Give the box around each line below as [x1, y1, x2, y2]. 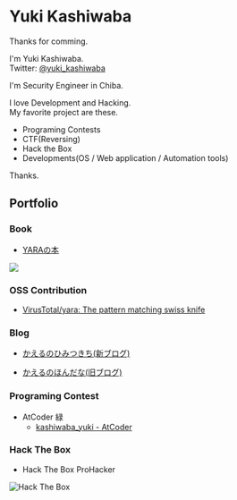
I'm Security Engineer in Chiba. [9, 80, 123, 90]
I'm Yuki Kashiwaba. [9, 53, 84, 64]
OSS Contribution [9, 284, 88, 296]
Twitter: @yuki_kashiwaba [9, 63, 106, 73]
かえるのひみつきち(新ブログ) [21, 348, 131, 359]
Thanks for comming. [9, 36, 89, 47]
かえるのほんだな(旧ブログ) [21, 367, 123, 377]
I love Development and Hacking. [9, 97, 131, 108]
